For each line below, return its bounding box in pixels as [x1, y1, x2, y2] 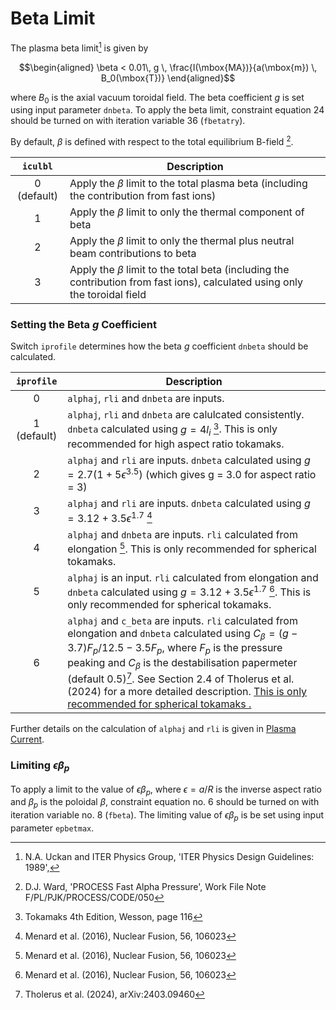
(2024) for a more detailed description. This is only [67, 685, 308, 699]
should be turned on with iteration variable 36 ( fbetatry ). [10, 115, 246, 127]
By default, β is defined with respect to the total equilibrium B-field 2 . [10, 134, 294, 148]
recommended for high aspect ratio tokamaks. [67, 437, 285, 451]
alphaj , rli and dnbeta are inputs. [67, 392, 225, 406]
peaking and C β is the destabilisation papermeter [67, 655, 298, 671]
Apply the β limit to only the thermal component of [69, 205, 305, 219]
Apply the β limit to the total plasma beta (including [69, 177, 308, 191]
